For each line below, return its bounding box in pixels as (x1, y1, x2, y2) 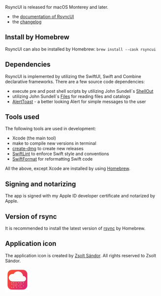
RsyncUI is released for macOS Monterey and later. (5, 4, 108, 10)
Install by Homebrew (5, 33, 70, 41)
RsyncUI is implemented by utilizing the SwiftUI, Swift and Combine (5, 73, 141, 79)
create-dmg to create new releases (12, 146, 84, 152)
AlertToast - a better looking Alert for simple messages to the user (12, 98, 146, 105)
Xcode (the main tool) (12, 135, 56, 141)
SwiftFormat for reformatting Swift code (12, 156, 93, 162)
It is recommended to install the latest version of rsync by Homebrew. (5, 225, 146, 231)
